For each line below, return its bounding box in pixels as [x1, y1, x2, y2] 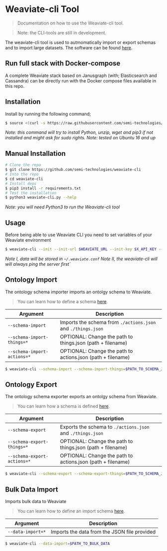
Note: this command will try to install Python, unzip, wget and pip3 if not [5, 129, 153, 135]
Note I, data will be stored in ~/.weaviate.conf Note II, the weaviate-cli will [5, 256, 158, 262]
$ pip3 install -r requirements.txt [5, 186, 81, 191]
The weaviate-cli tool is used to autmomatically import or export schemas [5, 39, 156, 45]
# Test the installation [5, 190, 57, 195]
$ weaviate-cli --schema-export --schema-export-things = [5, 471, 126, 477]
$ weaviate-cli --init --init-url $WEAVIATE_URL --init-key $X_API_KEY [5, 247, 157, 252]
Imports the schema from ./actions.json [60, 319, 156, 326]
